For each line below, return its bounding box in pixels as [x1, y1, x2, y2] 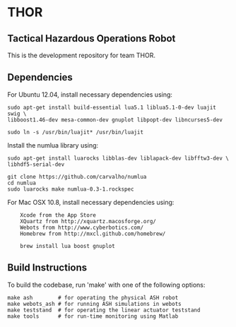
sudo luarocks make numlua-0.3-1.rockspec [7, 185, 134, 193]
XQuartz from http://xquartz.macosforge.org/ [20, 218, 157, 225]
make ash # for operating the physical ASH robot [7, 294, 179, 301]
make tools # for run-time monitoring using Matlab [7, 312, 179, 320]
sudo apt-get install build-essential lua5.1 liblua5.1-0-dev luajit [7, 104, 217, 111]
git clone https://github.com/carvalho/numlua [7, 173, 147, 180]
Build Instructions [7, 262, 88, 274]
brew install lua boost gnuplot [20, 242, 115, 249]
